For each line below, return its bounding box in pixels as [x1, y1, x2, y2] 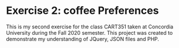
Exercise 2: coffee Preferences [6, 4, 159, 17]
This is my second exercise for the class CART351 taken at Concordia [6, 23, 174, 30]
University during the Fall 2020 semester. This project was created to [6, 29, 173, 36]
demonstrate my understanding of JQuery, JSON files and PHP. [6, 35, 160, 42]
